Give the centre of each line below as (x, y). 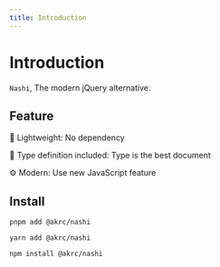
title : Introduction (48, 18)
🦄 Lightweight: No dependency (67, 138)
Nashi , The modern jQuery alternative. (80, 88)
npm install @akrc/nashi (56, 254)
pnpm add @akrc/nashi (50, 223)
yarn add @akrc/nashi (50, 238)
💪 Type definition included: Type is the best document (110, 156)
